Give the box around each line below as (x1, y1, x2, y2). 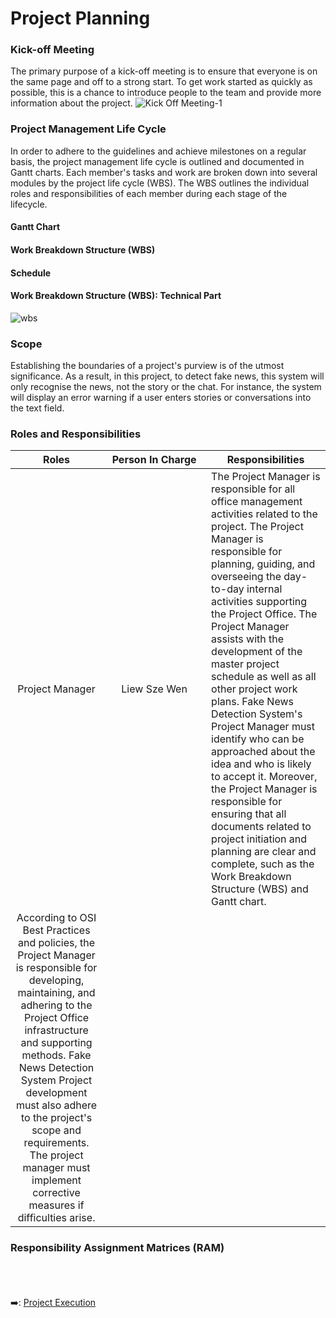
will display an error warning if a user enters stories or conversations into (10, 392, 312, 404)
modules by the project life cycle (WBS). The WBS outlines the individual (10, 177, 310, 189)
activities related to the (211, 507, 318, 521)
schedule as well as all (211, 670, 317, 684)
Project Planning (10, 7, 151, 30)
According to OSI (16, 911, 97, 925)
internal (246, 582, 283, 596)
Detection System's (211, 707, 303, 721)
